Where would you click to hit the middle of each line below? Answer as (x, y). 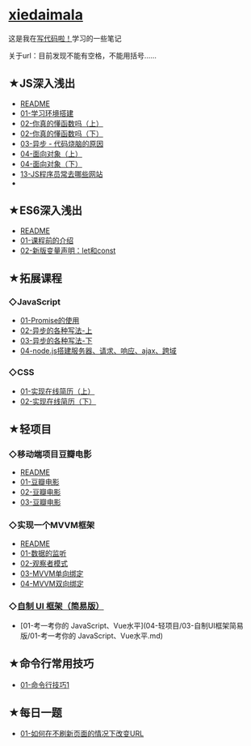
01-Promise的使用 (50, 321)
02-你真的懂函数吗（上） (61, 123)
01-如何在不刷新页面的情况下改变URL (82, 734)
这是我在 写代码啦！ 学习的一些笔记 (65, 38)
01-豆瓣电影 (40, 482)
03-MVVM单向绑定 (52, 573)
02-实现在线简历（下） (58, 401)
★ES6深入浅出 (46, 211)
